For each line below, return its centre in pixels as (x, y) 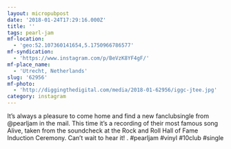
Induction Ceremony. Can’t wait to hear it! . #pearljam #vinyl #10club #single (115, 138)
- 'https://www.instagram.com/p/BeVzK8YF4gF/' (81, 58)
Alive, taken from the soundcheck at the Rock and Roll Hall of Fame (103, 130)
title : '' (21, 26)
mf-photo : (21, 84)
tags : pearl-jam (30, 33)
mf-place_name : (29, 65)
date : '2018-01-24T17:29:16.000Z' (57, 20)
